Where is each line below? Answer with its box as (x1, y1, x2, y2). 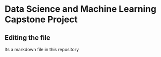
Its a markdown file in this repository (4, 47, 79, 52)
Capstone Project (4, 14, 78, 25)
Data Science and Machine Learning (4, 3, 157, 15)
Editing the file (4, 33, 51, 42)
